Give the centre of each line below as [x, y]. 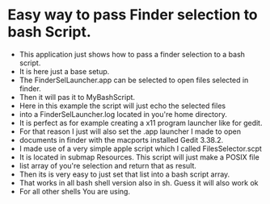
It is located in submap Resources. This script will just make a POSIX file [139, 157]
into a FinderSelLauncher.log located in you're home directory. [123, 114]
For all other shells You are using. [75, 191]
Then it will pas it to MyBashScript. [77, 97]
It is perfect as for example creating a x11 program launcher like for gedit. [141, 123]
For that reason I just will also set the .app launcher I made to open [130, 131]
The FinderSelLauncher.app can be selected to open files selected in [134, 80]
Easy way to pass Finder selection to [133, 15]
